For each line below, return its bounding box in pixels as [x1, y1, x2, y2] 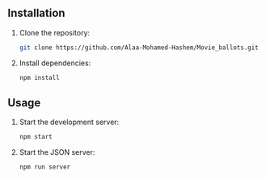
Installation [7, 6, 65, 20]
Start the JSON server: [19, 148, 95, 157]
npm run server [19, 163, 71, 172]
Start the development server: [19, 117, 120, 127]
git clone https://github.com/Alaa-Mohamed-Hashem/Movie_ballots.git [19, 44, 260, 52]
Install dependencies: [19, 58, 91, 68]
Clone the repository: [19, 27, 91, 37]
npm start [19, 133, 53, 141]
